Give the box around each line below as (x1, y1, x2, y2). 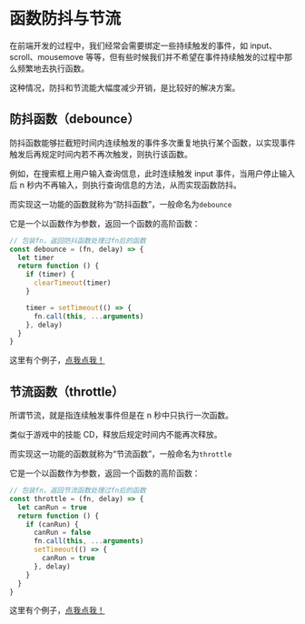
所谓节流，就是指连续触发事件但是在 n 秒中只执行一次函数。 (9, 410, 234, 421)
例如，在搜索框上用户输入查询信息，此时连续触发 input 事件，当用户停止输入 (9, 167, 295, 178)
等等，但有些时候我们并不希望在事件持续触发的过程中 (85, 51, 285, 62)
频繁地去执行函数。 (16, 63, 89, 74)
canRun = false (33, 528, 92, 538)
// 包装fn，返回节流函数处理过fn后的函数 (9, 486, 147, 496)
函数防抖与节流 (9, 8, 122, 29)
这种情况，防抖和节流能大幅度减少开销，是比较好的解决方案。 (9, 82, 241, 93)
